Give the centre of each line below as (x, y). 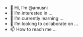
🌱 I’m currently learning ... (37, 18)
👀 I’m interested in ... (31, 13)
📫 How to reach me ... (33, 29)
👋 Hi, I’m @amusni (29, 8)
